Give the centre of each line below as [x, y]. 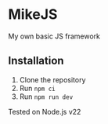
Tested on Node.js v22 [45, 111]
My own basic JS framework [54, 36]
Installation [36, 61]
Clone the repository [52, 79]
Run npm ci [38, 88]
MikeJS [33, 15]
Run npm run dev [46, 97]
